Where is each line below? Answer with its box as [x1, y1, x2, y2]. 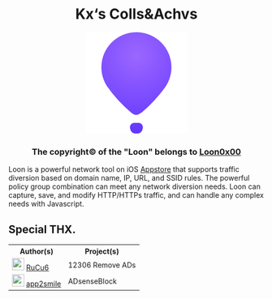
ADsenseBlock [67, 276, 118, 286]
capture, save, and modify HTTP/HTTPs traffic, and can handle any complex [8, 190, 264, 200]
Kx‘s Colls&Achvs [75, 5, 198, 23]
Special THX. [8, 222, 76, 236]
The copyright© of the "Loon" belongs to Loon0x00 [31, 146, 241, 157]
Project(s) [84, 246, 119, 256]
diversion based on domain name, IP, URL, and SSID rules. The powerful [8, 173, 250, 183]
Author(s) [19, 246, 54, 256]
